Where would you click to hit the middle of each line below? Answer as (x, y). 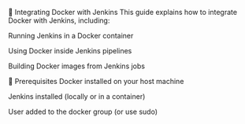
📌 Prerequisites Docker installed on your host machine (96, 81)
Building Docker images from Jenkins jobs (77, 66)
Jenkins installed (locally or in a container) (77, 97)
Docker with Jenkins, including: (59, 20)
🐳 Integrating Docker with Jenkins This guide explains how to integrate (123, 12)
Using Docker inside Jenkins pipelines (70, 51)
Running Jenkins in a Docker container (71, 36)
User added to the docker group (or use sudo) (83, 111)
